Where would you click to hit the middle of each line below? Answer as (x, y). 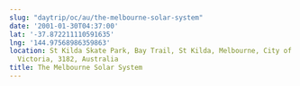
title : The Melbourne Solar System (76, 68)
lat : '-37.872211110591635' (62, 34)
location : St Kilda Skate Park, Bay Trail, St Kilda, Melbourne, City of (151, 51)
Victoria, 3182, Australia (68, 59)
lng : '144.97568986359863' (60, 43)
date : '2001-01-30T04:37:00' (64, 26)
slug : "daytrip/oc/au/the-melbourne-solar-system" (106, 17)
